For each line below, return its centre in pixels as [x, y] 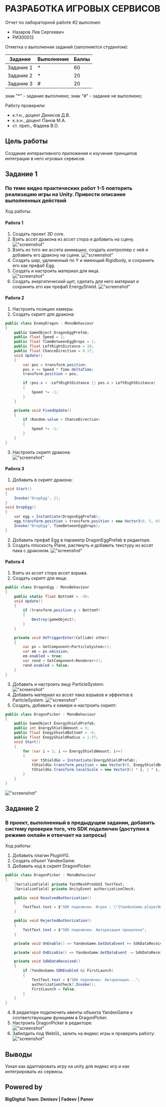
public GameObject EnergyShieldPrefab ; [55, 723]
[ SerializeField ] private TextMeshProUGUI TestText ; [69, 884]
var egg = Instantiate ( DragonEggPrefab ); [57, 517]
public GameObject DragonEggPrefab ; [52, 332]
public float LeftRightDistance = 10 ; [54, 346]
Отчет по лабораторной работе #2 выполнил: [53, 22]
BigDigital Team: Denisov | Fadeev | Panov [49, 1099]
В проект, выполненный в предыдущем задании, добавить [80, 823]
